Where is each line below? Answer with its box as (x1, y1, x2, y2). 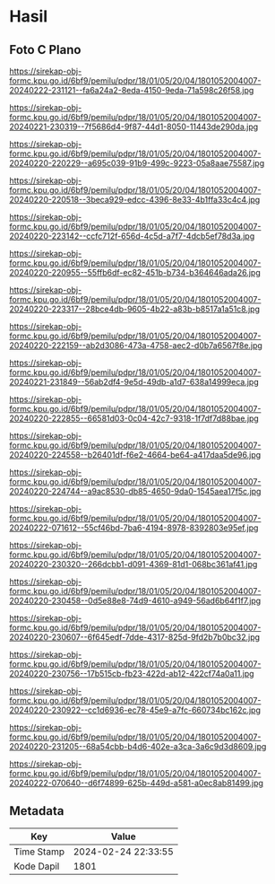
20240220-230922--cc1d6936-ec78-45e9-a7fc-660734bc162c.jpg (9, 705, 262, 715)
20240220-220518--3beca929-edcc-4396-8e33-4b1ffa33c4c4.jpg (9, 195, 261, 205)
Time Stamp (13, 845, 65, 858)
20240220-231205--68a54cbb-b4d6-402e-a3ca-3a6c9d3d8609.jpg (9, 741, 267, 751)
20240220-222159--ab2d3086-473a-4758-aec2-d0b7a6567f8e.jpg (9, 340, 262, 351)
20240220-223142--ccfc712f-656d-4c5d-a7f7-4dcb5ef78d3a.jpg (9, 231, 255, 241)
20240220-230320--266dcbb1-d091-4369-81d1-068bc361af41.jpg (9, 559, 258, 569)
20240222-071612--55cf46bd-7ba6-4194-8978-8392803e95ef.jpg (9, 522, 259, 533)
